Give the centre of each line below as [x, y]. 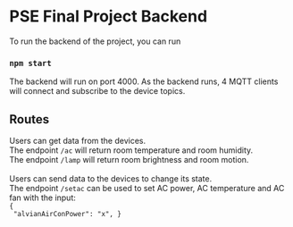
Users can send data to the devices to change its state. [111, 179]
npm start [30, 63]
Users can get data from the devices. [77, 141]
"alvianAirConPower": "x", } [67, 214]
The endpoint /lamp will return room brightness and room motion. [129, 160]
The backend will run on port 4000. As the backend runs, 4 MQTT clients [144, 81]
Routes [29, 119]
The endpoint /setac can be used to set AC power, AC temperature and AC [147, 189]
